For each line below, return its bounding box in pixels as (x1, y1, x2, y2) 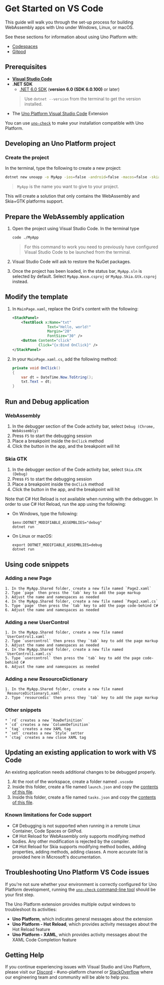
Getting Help (5, 951, 44, 959)
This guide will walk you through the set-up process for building (5, 19, 134, 25)
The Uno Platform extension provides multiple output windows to (5, 901, 136, 907)
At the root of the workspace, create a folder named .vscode (12, 778, 133, 784)
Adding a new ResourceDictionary (5, 675, 88, 682)
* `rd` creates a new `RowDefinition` (5, 718, 84, 723)
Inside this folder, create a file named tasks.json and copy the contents (12, 794, 156, 800)
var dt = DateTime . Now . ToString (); (21, 375, 94, 380)
